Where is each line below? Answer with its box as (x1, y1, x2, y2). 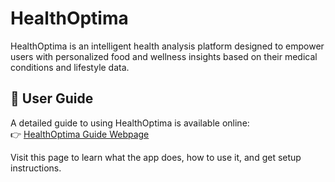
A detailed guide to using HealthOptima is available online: (10, 117, 250, 129)
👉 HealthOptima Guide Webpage (10, 128, 150, 140)
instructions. (10, 162, 62, 174)
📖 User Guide (10, 90, 94, 107)
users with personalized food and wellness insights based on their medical (10, 50, 318, 62)
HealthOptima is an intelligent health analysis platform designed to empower (10, 40, 325, 52)
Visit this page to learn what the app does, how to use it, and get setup (10, 151, 302, 163)
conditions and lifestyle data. (10, 61, 130, 73)
